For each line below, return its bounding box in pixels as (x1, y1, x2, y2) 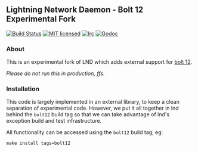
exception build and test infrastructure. (6, 117, 102, 125)
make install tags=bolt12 (6, 140, 70, 147)
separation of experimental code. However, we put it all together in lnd (6, 104, 179, 112)
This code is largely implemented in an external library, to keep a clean (6, 98, 180, 106)
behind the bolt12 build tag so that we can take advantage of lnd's (6, 111, 170, 118)
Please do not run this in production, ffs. (6, 70, 105, 77)
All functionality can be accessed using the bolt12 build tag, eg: (6, 129, 163, 136)
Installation (6, 85, 40, 93)
